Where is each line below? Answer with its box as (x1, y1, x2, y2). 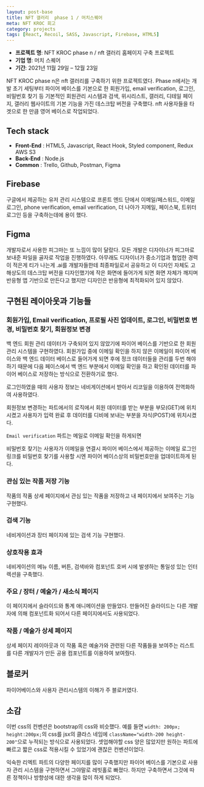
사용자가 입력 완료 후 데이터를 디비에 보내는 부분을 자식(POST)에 (22, 412, 175, 419)
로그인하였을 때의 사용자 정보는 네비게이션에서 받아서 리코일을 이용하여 (6, 383, 174, 390)
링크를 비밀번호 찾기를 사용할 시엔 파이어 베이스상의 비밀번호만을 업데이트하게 (6, 453, 191, 460)
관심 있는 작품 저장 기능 (6, 477, 70, 485)
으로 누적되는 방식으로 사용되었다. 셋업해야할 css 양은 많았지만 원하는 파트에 (17, 738, 199, 746)
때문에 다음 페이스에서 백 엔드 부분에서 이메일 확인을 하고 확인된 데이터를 (17, 363, 190, 370)
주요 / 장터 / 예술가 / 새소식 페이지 (6, 587, 99, 596)
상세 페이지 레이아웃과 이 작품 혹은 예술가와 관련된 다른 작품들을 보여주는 (6, 641, 178, 649)
